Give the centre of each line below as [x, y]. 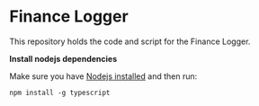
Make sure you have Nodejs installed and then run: [103, 76]
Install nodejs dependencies [63, 58]
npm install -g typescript [60, 93]
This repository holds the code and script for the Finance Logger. [130, 41]
